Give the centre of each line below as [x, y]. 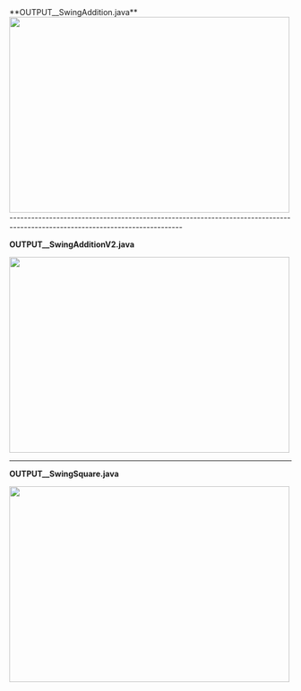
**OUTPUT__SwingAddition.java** [73, 12]
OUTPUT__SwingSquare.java [64, 473]
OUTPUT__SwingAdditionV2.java [72, 244]
